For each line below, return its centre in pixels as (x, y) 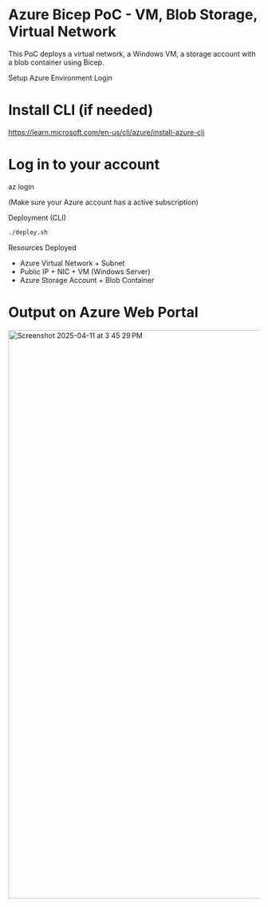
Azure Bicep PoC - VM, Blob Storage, (133, 15)
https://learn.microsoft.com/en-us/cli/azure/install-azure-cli (106, 132)
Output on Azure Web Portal (103, 312)
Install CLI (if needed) (81, 110)
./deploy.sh (28, 232)
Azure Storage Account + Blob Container (87, 280)
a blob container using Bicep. (57, 62)
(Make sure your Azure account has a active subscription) (104, 202)
